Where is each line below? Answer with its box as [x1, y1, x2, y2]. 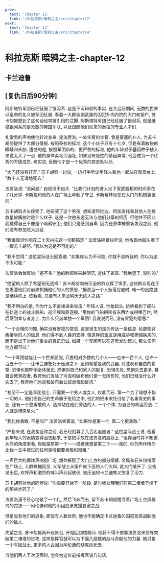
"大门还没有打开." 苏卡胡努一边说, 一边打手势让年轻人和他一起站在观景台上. [5, 169, 157, 175]
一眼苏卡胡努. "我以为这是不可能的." [5, 243, 77, 249]
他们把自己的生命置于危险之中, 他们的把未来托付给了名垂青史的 [24, 396, 152, 401]
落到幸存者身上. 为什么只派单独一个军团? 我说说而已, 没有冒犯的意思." [9, 315, 149, 321]
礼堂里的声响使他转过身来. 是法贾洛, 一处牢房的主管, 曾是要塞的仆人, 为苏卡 [5, 134, 157, 140]
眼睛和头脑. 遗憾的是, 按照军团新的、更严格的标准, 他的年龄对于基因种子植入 [5, 146, 158, 152]
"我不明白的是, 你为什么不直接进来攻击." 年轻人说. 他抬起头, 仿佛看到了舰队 [5, 303, 156, 309]
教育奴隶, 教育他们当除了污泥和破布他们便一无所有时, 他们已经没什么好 [13, 373, 156, 379]
